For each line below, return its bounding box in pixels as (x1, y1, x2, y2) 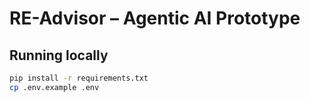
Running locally (9, 47, 109, 64)
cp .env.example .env (9, 82, 100, 92)
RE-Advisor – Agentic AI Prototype (9, 7, 301, 30)
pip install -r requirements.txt (9, 73, 149, 83)
